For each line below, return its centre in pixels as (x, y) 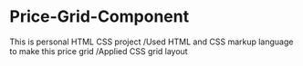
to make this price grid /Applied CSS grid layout (99, 51)
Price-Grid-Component (99, 17)
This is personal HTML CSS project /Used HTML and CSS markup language (151, 42)
